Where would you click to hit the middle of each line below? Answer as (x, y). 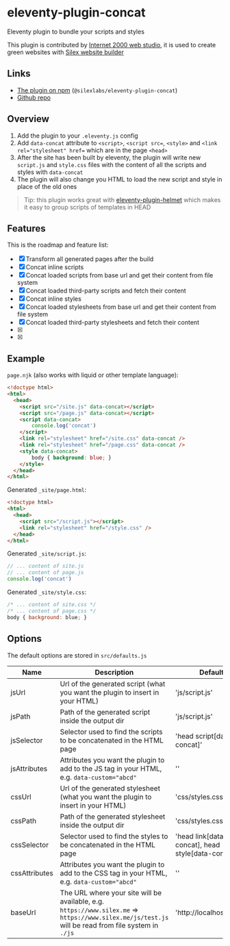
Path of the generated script (105, 712)
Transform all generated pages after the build (90, 259)
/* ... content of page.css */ (52, 611)
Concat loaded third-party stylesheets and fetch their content (113, 323)
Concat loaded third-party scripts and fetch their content (106, 291)
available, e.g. (82, 901)
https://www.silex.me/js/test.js (114, 917)
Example (26, 359)
